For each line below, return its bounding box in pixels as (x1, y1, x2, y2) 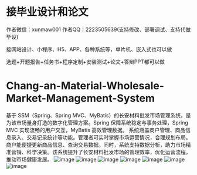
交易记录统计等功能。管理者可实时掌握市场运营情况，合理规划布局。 (26, 133, 191, 141)
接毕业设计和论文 (6, 5, 89, 19)
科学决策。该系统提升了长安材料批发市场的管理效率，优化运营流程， (26, 148, 191, 156)
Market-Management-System (6, 92, 155, 105)
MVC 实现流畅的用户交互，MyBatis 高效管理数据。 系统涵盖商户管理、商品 (6, 126, 186, 133)
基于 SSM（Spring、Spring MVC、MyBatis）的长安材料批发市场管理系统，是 (6, 112, 191, 119)
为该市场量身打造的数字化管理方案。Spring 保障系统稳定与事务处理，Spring (6, 119, 189, 126)
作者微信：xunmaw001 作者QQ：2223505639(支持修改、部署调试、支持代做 (6, 26, 191, 33)
